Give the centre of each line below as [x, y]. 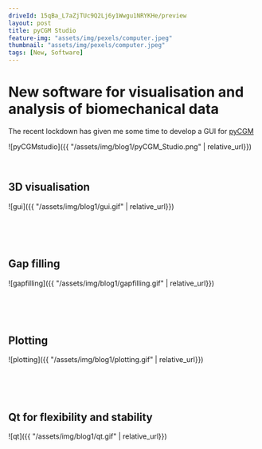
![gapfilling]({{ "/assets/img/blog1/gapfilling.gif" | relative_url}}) [111, 283]
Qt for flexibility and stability [80, 417]
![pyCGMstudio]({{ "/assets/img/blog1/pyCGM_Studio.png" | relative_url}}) [130, 146]
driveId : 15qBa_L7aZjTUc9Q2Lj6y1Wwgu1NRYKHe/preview [98, 16]
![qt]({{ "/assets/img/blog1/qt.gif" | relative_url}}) [88, 436]
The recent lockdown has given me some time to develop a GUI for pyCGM [131, 131]
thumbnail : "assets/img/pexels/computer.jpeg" [87, 45]
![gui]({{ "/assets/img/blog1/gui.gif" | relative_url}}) [91, 206]
